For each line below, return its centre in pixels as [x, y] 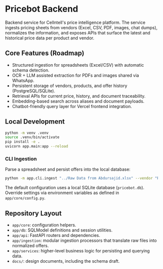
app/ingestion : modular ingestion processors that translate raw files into [84, 241]
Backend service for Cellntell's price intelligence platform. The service [75, 22]
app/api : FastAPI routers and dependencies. [56, 235]
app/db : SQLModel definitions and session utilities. [62, 230]
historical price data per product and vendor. [50, 38]
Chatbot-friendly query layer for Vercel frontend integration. [72, 106]
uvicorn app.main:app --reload [37, 146]
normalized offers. [30, 246]
